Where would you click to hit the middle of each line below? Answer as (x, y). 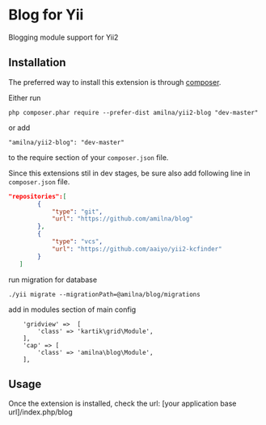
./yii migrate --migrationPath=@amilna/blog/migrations (104, 294)
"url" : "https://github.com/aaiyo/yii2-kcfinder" (137, 249)
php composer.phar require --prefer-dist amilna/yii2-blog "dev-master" (133, 112)
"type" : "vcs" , (77, 242)
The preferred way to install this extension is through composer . (115, 82)
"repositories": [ (38, 196)
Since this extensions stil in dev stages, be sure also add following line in (129, 173)
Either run (25, 98)
